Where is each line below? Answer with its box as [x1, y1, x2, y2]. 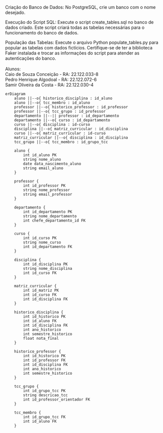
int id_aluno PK [23, 153, 57, 158]
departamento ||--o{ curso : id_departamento [14, 118, 111, 123]
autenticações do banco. [5, 55, 56, 61]
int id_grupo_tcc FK [23, 415, 66, 420]
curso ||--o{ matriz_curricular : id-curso [14, 131, 106, 136]
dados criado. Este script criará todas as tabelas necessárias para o [5, 24, 145, 30]
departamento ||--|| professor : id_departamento [14, 113, 120, 118]
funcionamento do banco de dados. [5, 30, 79, 35]
